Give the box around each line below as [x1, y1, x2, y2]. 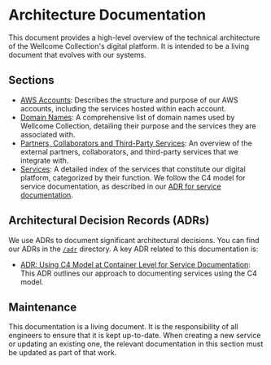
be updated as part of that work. [8, 348, 117, 358]
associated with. [20, 129, 76, 139]
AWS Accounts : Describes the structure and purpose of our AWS [20, 95, 238, 105]
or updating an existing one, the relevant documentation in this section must [8, 339, 264, 349]
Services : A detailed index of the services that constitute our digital [20, 164, 246, 174]
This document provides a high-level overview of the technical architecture [8, 33, 260, 42]
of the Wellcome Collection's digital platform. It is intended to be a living [8, 41, 250, 50]
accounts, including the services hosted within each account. [20, 103, 226, 113]
